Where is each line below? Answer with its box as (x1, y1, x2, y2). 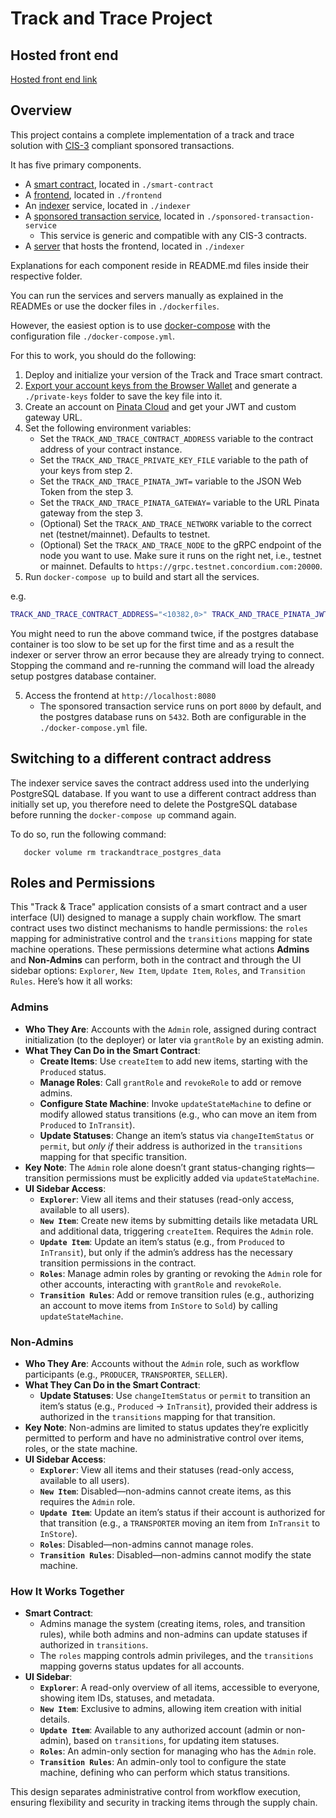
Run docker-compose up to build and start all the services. (24, 570, 260, 582)
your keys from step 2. (39, 464, 133, 476)
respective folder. (10, 270, 83, 282)
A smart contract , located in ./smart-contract (24, 178, 214, 190)
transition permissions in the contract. (39, 1257, 197, 1269)
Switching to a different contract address (10, 750, 272, 767)
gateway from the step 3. (39, 507, 143, 519)
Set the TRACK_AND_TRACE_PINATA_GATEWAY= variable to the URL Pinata (39, 496, 320, 508)
